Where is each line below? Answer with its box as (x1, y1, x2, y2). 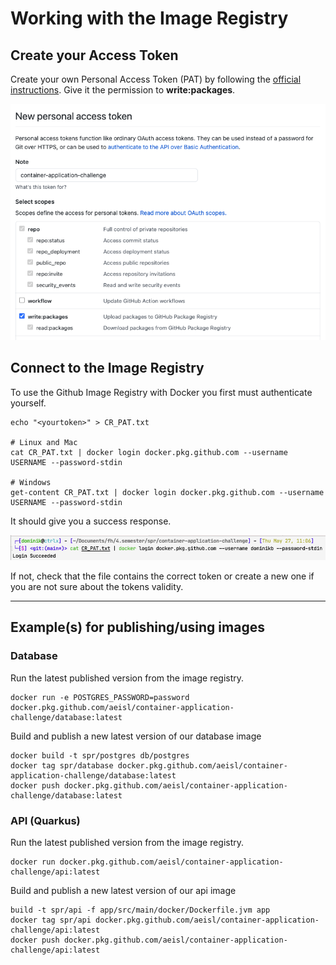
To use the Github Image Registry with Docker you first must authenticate (10, 386, 313, 398)
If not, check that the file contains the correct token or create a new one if (10, 570, 315, 582)
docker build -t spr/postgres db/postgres (10, 750, 190, 761)
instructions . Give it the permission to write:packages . (10, 84, 236, 96)
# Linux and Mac (10, 437, 78, 447)
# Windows (10, 477, 52, 487)
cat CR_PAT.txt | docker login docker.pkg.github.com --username (10, 447, 288, 457)
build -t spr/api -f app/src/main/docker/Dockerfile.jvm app (10, 905, 271, 915)
